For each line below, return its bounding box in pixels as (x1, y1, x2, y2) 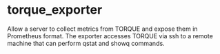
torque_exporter (7, 2, 103, 18)
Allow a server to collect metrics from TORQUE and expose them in (7, 25, 198, 33)
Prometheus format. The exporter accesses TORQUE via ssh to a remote (7, 31, 214, 40)
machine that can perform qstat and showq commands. (7, 39, 165, 47)
